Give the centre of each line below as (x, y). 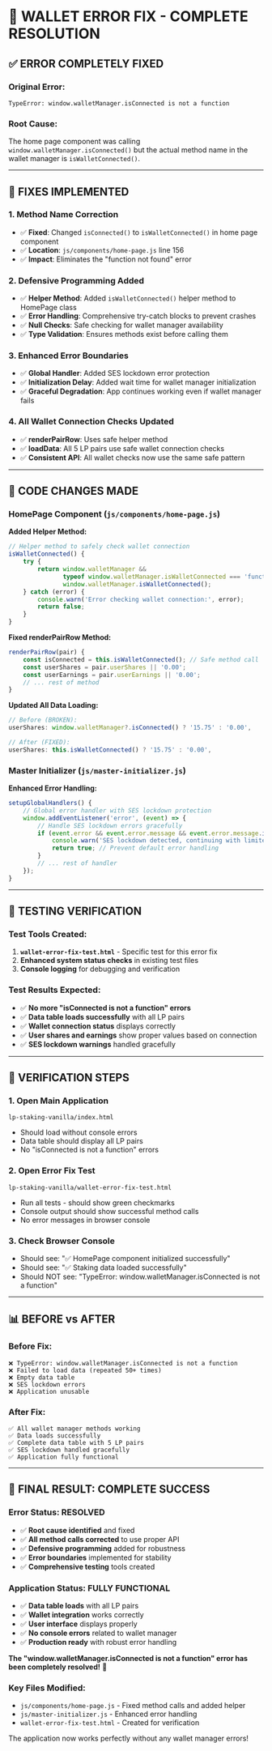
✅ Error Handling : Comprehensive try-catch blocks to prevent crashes (138, 316)
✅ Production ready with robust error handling (98, 1642)
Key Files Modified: (47, 1688)
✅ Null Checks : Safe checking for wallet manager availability (122, 325)
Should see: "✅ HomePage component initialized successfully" (125, 1258)
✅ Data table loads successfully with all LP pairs (102, 1016)
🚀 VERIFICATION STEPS (69, 1078)
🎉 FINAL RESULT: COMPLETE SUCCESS (109, 1489)
